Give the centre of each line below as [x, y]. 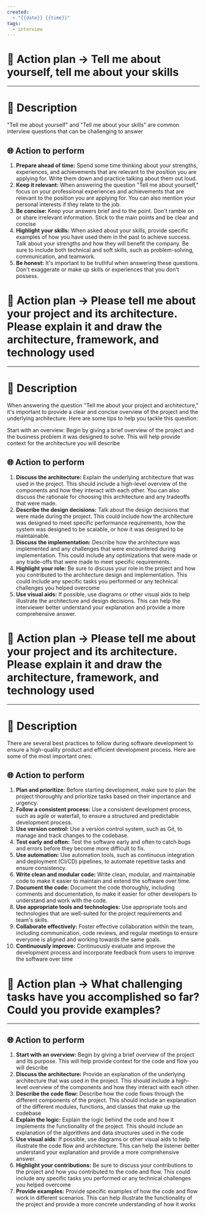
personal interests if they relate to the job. [68, 204]
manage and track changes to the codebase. [72, 836]
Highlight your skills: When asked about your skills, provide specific [102, 230]
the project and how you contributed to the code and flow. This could [103, 1172]
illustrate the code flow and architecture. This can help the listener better [108, 1146]
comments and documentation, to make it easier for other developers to [106, 894]
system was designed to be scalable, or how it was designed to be [100, 529]
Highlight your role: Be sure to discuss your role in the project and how [106, 568]
